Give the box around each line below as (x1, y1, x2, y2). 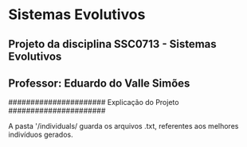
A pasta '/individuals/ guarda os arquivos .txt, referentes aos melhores (8, 122, 239, 131)
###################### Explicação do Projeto (8, 98, 179, 107)
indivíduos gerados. (8, 130, 73, 140)
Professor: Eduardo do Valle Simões (8, 76, 190, 90)
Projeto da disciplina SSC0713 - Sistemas (8, 37, 217, 51)
